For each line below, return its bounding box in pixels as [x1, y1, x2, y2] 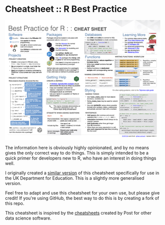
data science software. [5, 215, 52, 221]
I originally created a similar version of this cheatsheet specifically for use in [5, 170, 160, 176]
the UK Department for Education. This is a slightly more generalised [5, 175, 144, 181]
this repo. [5, 200, 25, 206]
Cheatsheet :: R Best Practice [5, 3, 127, 15]
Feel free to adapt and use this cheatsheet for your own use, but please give [5, 190, 160, 196]
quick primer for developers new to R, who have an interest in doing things [5, 155, 157, 161]
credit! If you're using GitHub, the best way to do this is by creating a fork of [5, 195, 159, 201]
